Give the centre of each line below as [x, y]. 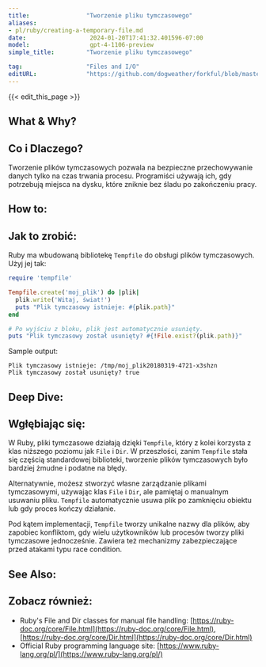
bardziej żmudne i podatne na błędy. [68, 468]
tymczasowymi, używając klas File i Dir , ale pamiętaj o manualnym [118, 492]
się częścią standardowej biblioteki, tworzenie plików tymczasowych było [128, 459]
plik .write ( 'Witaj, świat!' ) [63, 299]
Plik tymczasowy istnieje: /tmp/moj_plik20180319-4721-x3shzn [113, 366]
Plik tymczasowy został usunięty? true [74, 373]
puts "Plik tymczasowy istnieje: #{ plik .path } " [95, 307]
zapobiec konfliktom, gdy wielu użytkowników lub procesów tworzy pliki [126, 532]
